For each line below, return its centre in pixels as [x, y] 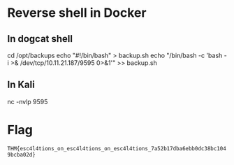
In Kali [21, 85]
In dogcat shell [40, 39]
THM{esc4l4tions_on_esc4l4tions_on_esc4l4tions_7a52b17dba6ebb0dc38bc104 [117, 148]
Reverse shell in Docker [77, 13]
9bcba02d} [22, 155]
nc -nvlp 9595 [28, 101]
